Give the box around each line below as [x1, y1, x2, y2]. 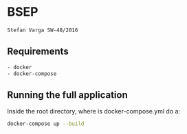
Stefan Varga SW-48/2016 [7, 27, 78, 33]
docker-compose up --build [7, 120, 85, 127]
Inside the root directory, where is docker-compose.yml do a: [7, 107, 181, 116]
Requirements [7, 46, 69, 57]
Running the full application [7, 89, 129, 100]
